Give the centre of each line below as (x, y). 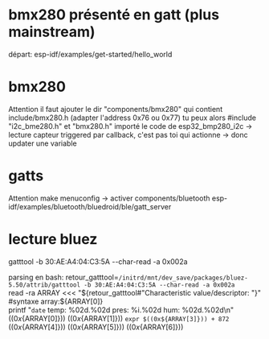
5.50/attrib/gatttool (45, 285)
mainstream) (52, 32)
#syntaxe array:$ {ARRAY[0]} (56, 301)
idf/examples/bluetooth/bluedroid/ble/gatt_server (90, 206)
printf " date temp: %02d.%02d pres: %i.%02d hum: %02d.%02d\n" (121, 310)
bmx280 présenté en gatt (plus (114, 15)
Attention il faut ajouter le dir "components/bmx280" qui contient (116, 109)
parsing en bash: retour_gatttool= (63, 277)
